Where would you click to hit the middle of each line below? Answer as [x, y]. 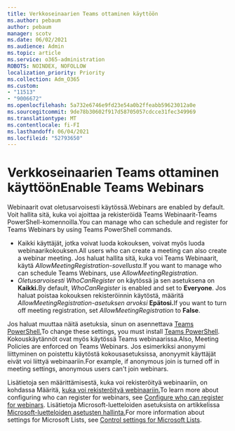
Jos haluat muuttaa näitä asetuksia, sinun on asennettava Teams [101, 324]
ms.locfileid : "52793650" [45, 138]
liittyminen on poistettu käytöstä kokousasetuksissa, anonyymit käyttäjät [112, 354]
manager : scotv [29, 33]
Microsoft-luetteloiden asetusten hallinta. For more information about [106, 413]
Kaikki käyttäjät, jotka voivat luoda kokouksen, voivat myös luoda [111, 243]
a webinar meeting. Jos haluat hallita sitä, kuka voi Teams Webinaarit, [118, 258]
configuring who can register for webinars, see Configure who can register [115, 397]
